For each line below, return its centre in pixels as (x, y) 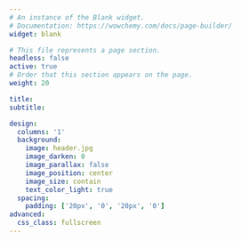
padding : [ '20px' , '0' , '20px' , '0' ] (95, 206)
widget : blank (36, 34)
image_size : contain (63, 181)
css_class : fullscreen (59, 223)
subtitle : (28, 108)
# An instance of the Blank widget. (77, 17)
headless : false (39, 59)
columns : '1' (41, 132)
